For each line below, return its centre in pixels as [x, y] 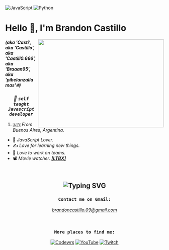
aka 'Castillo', [20, 47]
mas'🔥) [13, 85]
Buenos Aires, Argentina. [38, 130]
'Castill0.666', [21, 58]
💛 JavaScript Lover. [33, 140]
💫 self [21, 98]
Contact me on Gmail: [84, 199]
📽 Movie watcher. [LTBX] [39, 158]
